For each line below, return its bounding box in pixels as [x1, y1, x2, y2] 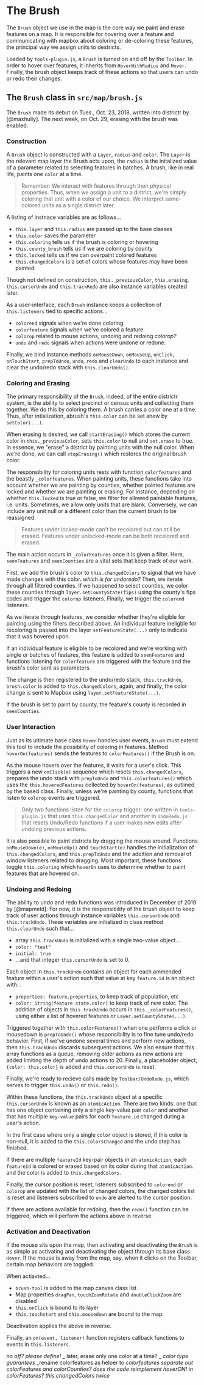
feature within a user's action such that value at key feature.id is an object [6, 974, 195, 981]
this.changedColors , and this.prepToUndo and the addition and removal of [6, 850, 192, 857]
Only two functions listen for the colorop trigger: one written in [21, 805, 178, 813]
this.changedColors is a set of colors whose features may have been [15, 258, 188, 265]
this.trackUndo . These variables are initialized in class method [6, 918, 163, 925]
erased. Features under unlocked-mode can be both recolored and [21, 533, 189, 540]
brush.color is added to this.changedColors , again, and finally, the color [6, 682, 188, 690]
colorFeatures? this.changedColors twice [6, 1372, 110, 1379]
